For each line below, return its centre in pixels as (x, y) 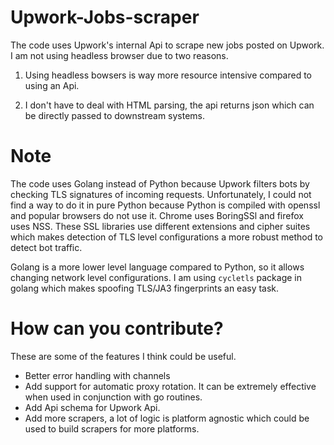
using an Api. (52, 85)
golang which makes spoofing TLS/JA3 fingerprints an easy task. (145, 288)
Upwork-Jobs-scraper (105, 17)
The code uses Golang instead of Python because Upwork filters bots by (160, 183)
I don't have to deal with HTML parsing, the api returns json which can (169, 105)
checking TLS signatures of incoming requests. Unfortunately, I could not (161, 194)
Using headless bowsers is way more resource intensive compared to (168, 75)
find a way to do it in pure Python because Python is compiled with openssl (165, 205)
